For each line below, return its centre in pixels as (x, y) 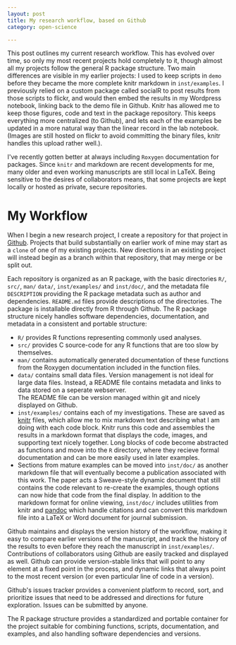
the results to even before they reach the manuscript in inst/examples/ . (111, 546)
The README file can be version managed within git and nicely (109, 398)
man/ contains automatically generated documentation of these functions (123, 360)
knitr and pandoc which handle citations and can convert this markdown (122, 510)
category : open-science (42, 27)
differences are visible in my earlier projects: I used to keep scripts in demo (114, 76)
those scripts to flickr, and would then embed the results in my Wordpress (114, 98)
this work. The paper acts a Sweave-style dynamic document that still (119, 480)
